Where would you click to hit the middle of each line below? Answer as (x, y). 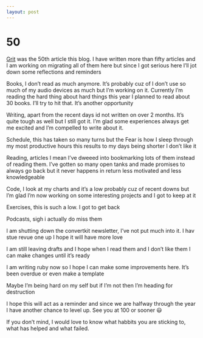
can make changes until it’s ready (48, 255)
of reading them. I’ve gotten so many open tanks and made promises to (96, 164)
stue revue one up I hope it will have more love (65, 237)
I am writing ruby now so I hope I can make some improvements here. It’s (98, 267)
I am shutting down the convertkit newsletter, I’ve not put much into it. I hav (100, 230)
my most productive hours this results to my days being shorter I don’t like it (101, 146)
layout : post (23, 12)
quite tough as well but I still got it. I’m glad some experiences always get (98, 121)
